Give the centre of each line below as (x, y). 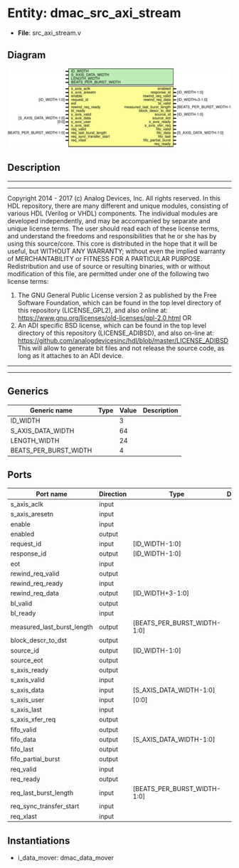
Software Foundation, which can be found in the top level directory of (119, 302)
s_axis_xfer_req (33, 719)
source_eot (27, 660)
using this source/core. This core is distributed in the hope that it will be (112, 243)
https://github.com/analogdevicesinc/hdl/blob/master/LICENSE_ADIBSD (123, 340)
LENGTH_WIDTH (35, 440)
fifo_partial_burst (35, 759)
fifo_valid (23, 729)
